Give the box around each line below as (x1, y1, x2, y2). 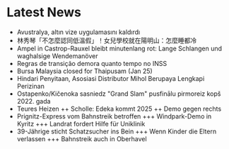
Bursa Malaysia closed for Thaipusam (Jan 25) (16, 67, 153, 75)
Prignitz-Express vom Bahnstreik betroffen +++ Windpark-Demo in (16, 111, 212, 121)
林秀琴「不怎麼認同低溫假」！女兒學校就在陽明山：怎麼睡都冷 (16, 36, 197, 45)
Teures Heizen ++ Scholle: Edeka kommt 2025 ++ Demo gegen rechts (16, 104, 222, 113)
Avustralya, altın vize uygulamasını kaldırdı (16, 28, 141, 36)
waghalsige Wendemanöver (16, 51, 98, 60)
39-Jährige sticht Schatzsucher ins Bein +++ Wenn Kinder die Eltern (16, 127, 217, 136)
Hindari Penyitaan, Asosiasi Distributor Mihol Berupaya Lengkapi (16, 74, 205, 82)
